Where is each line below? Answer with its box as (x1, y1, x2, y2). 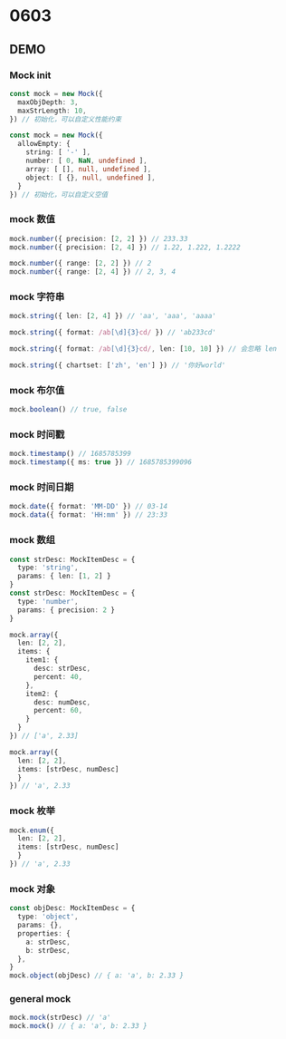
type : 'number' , (17, 597, 79, 606)
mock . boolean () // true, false (9, 405, 128, 414)
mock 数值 (9, 213, 56, 226)
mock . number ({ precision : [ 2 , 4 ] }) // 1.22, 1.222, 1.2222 (9, 242, 242, 252)
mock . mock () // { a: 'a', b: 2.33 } (9, 1022, 148, 1031)
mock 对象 (9, 882, 56, 895)
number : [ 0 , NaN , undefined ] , (25, 156, 148, 165)
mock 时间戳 (9, 428, 65, 441)
